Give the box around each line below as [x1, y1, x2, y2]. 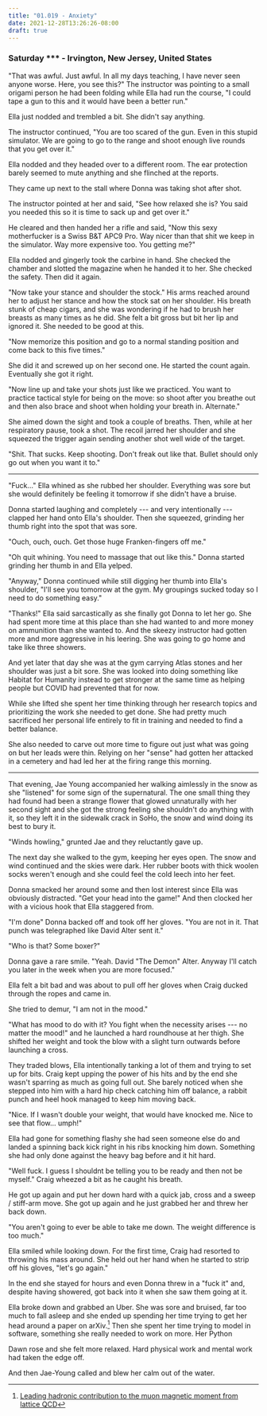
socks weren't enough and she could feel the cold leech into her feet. [8, 869, 236, 878]
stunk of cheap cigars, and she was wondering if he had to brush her [8, 304, 234, 314]
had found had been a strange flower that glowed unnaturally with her [8, 796, 237, 805]
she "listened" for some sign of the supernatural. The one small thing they [8, 788, 250, 797]
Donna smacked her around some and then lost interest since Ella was [8, 885, 238, 894]
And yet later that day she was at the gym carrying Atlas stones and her [8, 658, 243, 667]
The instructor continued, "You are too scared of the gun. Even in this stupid [8, 127, 258, 136]
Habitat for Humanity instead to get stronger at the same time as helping [8, 675, 245, 684]
